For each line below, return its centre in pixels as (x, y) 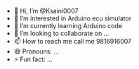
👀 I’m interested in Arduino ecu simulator (73, 18)
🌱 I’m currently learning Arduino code (68, 26)
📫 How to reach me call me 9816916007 (73, 41)
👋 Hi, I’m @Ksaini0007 (46, 11)
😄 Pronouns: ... (37, 51)
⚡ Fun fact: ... (33, 59)
